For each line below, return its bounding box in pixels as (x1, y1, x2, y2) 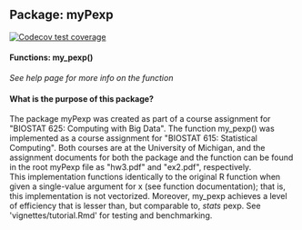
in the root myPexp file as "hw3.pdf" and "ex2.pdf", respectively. (9, 162, 252, 173)
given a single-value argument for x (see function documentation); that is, (9, 181, 287, 192)
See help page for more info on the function (9, 73, 174, 84)
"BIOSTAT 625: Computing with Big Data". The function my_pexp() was (9, 123, 275, 135)
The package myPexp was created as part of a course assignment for (9, 114, 271, 125)
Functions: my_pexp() (9, 52, 94, 63)
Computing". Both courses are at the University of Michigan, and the (9, 143, 266, 154)
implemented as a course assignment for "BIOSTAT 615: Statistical (9, 133, 257, 144)
